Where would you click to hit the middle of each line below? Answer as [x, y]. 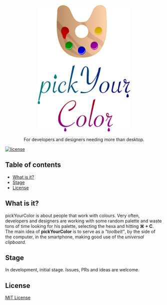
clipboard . [16, 242]
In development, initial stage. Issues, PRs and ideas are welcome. [72, 270]
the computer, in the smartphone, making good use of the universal [74, 237]
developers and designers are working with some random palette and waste [83, 221]
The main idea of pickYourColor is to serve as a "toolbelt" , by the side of [80, 231]
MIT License [18, 297]
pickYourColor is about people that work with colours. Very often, [72, 215]
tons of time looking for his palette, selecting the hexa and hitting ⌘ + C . [79, 226]
